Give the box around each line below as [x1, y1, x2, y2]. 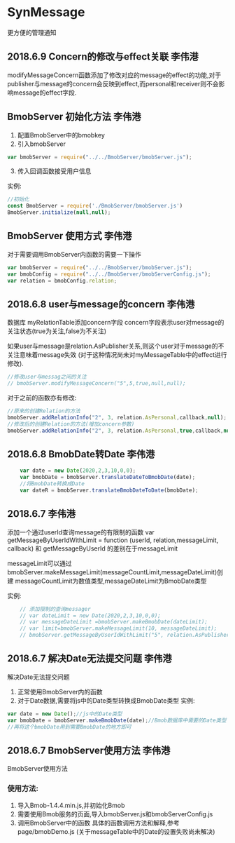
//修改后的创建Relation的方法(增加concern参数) [7, 420, 135, 428]
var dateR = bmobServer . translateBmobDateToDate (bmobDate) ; [20, 487, 199, 494]
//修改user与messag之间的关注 [7, 373, 87, 381]
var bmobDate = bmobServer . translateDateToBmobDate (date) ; [20, 474, 196, 481]
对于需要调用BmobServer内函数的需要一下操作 [7, 250, 142, 258]
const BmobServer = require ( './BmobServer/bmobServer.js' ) [7, 203, 183, 210]
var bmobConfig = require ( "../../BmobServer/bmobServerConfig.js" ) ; [7, 271, 211, 278]
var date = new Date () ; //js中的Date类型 [7, 710, 122, 717]
